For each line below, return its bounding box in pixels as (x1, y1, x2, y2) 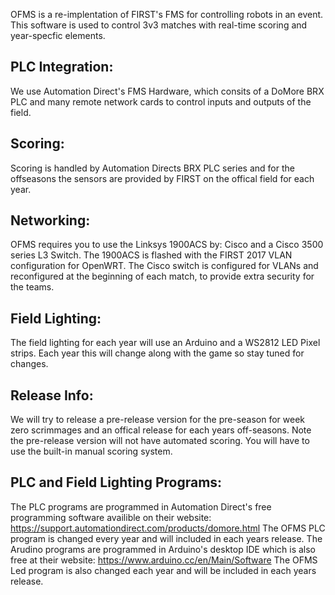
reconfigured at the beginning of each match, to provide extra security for (10, 270, 315, 283)
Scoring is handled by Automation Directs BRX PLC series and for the (10, 162, 295, 174)
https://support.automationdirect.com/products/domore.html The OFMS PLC (10, 522, 326, 534)
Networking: (10, 212, 91, 229)
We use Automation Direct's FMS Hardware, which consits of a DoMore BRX (10, 85, 325, 97)
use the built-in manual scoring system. (10, 445, 173, 458)
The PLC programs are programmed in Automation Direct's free (10, 500, 272, 513)
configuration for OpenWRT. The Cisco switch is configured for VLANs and (10, 260, 319, 272)
